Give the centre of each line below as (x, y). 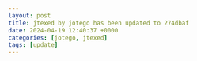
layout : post (30, 15)
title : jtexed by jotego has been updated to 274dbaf (99, 23)
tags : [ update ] (33, 45)
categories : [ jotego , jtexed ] (58, 38)
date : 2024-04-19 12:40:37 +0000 (63, 30)
